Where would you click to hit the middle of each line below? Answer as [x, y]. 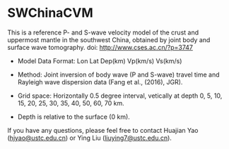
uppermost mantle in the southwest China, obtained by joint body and [109, 39]
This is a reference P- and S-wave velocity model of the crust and [103, 32]
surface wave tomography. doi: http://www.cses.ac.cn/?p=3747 [100, 47]
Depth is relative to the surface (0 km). [74, 117]
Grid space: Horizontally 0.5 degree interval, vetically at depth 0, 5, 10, [120, 96]
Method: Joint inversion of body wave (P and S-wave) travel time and [119, 74]
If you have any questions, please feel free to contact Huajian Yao [103, 130]
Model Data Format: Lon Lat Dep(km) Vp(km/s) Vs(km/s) [100, 60]
